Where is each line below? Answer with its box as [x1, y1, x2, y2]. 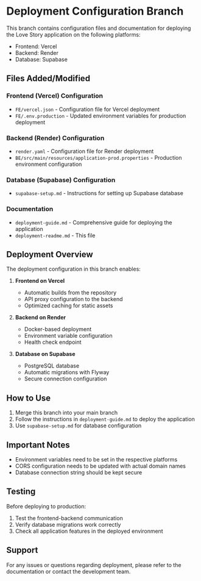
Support [6, 545, 38, 555]
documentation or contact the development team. [6, 568, 131, 575]
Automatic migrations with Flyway [24, 369, 110, 376]
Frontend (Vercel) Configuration [6, 91, 104, 100]
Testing [6, 487, 36, 497]
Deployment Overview [6, 249, 93, 260]
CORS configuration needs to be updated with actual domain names [15, 462, 186, 469]
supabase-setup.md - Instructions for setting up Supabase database [15, 190, 184, 197]
